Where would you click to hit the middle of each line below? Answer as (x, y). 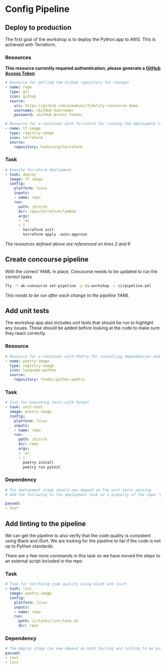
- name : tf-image (23, 128)
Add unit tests (27, 311)
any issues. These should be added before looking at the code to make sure (82, 328)
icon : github (23, 96)
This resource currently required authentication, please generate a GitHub (83, 68)
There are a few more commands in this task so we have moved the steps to (83, 556)
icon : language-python (33, 370)
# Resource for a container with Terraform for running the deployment (80, 124)
